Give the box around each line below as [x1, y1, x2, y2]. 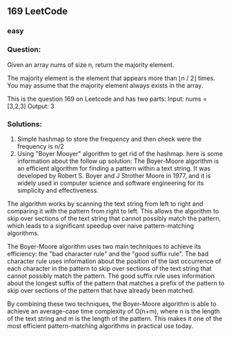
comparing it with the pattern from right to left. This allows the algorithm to [7, 206, 219, 215]
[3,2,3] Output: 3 [7, 102, 54, 110]
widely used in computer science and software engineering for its [17, 179, 204, 187]
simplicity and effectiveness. [17, 186, 99, 194]
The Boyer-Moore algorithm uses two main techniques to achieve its [7, 242, 201, 251]
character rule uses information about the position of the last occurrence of [7, 257, 222, 265]
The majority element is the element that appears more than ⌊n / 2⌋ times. [7, 74, 216, 82]
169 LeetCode [7, 6, 68, 17]
